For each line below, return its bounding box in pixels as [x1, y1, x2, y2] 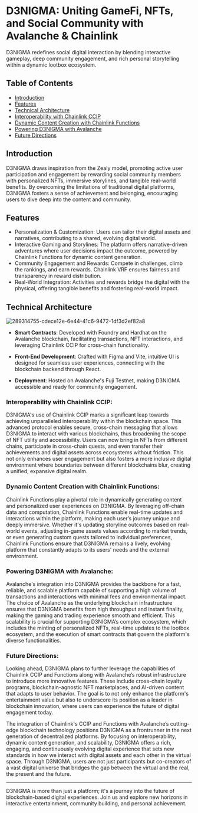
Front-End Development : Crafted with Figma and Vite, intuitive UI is [14, 353, 180, 360]
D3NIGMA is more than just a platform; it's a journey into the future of [6, 788, 175, 795]
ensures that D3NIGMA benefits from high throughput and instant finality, [6, 606, 184, 613]
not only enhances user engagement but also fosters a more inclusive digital [6, 455, 192, 463]
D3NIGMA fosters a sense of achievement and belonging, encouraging [6, 189, 178, 196]
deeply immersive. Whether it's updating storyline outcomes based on [6, 521, 177, 528]
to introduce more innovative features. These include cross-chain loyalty [6, 677, 183, 685]
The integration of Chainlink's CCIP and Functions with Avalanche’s [6, 720, 169, 727]
